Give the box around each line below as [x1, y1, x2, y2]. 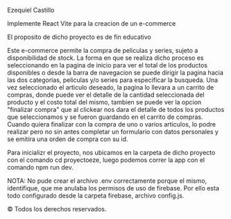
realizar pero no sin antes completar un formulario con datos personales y [7, 128, 219, 136]
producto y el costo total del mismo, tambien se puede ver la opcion [7, 98, 202, 106]
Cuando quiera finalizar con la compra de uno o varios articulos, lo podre [7, 120, 216, 128]
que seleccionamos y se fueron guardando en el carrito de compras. [7, 113, 203, 121]
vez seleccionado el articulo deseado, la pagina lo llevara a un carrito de [7, 83, 214, 91]
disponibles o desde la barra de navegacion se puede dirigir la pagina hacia [7, 69, 223, 76]
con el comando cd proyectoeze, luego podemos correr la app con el [7, 156, 205, 164]
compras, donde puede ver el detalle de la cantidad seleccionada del [7, 90, 205, 99]
